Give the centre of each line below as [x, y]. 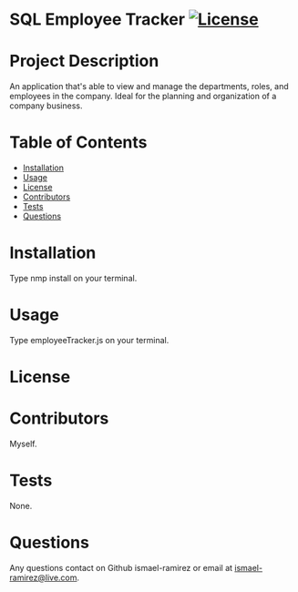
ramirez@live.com [43, 577]
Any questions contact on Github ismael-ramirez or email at [121, 567]
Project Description [84, 61]
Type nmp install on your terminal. [73, 278]
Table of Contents [78, 143]
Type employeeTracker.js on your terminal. [89, 340]
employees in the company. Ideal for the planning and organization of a [143, 97]
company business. [46, 106]
